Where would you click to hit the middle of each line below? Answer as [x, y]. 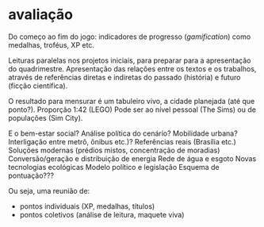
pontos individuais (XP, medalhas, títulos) [87, 206]
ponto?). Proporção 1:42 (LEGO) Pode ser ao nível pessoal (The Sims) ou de [132, 110]
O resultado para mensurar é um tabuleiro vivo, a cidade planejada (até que [132, 101]
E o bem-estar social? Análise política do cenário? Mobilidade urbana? [123, 133]
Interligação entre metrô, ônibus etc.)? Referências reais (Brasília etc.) [122, 141]
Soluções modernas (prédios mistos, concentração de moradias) [114, 150]
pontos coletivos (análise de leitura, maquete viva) [102, 214]
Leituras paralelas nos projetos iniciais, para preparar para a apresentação [130, 60]
